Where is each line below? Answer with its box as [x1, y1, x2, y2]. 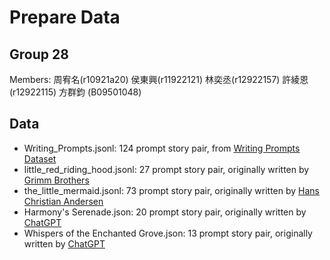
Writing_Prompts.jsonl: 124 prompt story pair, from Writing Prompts [23, 142, 301, 154]
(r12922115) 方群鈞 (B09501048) [9, 86, 142, 98]
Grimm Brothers [23, 174, 90, 186]
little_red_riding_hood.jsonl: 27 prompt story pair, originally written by [23, 163, 310, 175]
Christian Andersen [23, 195, 104, 207]
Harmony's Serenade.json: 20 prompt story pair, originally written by [23, 206, 307, 218]
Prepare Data [9, 6, 121, 29]
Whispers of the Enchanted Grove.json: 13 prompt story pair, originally [23, 227, 313, 239]
